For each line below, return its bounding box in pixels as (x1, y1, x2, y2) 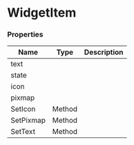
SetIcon (10, 104, 36, 114)
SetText (10, 127, 36, 137)
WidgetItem (7, 5, 77, 21)
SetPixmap (10, 116, 46, 126)
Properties (7, 30, 44, 40)
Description (84, 47, 124, 57)
